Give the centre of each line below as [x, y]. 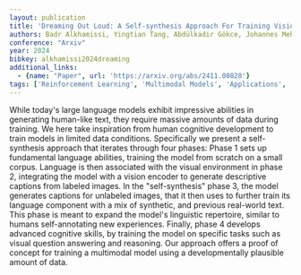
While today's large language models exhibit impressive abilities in [132, 109]
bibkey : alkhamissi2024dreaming [69, 59]
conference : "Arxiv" [48, 43]
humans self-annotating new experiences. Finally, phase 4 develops [135, 224]
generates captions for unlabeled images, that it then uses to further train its [150, 195]
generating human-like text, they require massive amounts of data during [144, 119]
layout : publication [48, 17]
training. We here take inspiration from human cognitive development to [142, 129]
